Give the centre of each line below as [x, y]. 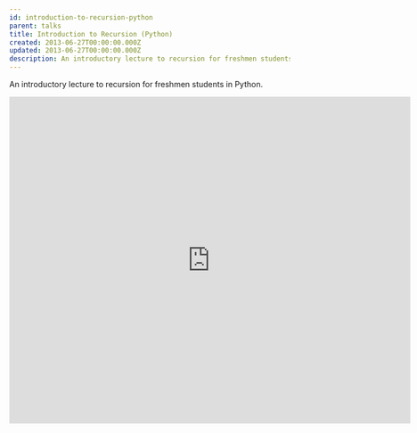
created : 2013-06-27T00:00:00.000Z [75, 42]
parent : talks [36, 26]
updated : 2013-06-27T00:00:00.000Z [75, 51]
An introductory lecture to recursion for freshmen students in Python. [136, 84]
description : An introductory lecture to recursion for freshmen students [151, 59]
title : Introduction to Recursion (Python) [91, 34]
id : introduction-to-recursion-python [81, 17]
